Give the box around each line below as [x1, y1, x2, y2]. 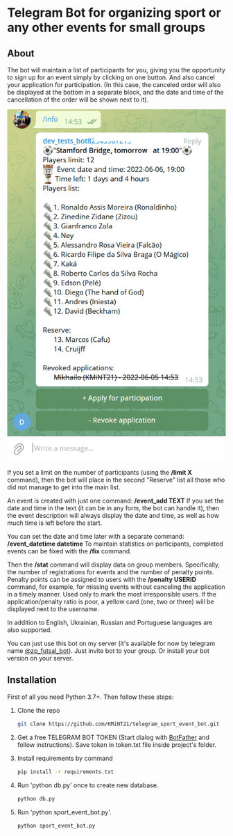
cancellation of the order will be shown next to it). [7, 95, 149, 104]
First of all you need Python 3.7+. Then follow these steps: [7, 693, 174, 701]
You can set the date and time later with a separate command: [7, 533, 185, 541]
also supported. [7, 626, 52, 634]
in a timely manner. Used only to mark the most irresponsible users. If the [7, 590, 217, 599]
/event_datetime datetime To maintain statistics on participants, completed [7, 539, 223, 548]
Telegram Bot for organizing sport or [7, 5, 222, 21]
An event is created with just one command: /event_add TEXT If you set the [7, 496, 224, 505]
